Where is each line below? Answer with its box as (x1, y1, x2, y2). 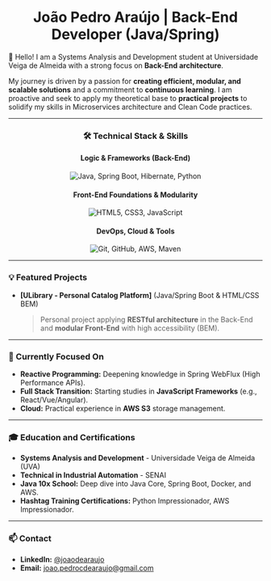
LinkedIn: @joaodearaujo (19, 554, 105, 564)
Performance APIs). (19, 378, 86, 388)
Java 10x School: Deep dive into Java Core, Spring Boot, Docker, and (19, 479, 252, 489)
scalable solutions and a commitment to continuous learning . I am (8, 85, 232, 95)
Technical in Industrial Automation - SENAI (19, 470, 167, 480)
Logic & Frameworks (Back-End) (80, 154, 191, 163)
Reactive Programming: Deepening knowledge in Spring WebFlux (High (19, 369, 261, 379)
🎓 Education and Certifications (8, 432, 135, 443)
